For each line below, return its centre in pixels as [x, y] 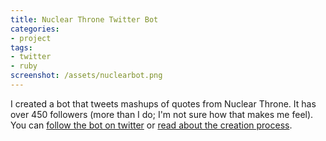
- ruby [24, 66]
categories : [35, 29]
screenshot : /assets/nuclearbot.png [86, 76]
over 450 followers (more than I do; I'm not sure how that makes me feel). [162, 114]
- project [31, 38]
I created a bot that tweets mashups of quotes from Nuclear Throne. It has [163, 103]
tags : [21, 47]
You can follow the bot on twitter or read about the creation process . [151, 125]
